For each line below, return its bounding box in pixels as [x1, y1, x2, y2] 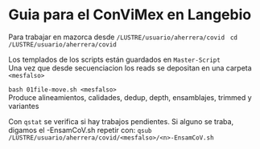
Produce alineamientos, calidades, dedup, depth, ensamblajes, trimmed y [8, 92, 252, 102]
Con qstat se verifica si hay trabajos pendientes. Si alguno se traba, [8, 116, 234, 126]
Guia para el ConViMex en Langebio [8, 6, 252, 24]
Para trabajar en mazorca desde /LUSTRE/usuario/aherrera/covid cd [8, 32, 237, 42]
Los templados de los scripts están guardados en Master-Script [8, 54, 221, 64]
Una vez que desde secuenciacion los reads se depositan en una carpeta [8, 62, 252, 73]
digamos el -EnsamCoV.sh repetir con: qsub [8, 125, 152, 135]
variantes [8, 101, 39, 111]
